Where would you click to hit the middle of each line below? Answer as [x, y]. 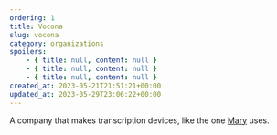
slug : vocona [34, 35]
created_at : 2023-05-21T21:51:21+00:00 [85, 86]
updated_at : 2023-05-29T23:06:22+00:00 [85, 94]
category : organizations [57, 43]
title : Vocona [37, 26]
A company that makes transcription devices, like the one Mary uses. [139, 120]
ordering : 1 [32, 18]
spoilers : [28, 52]
